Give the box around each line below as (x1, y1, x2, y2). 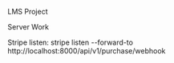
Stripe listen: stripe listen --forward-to (7, 37, 134, 47)
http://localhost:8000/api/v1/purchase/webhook (7, 46, 166, 55)
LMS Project (7, 7, 48, 16)
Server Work (7, 22, 50, 31)
